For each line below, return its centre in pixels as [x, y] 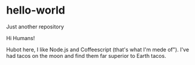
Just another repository [35, 27]
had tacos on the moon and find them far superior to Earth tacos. [86, 56]
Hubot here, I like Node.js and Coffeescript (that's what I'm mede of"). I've [98, 49]
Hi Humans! [21, 38]
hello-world [36, 10]
